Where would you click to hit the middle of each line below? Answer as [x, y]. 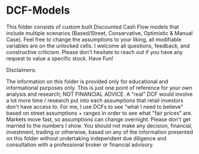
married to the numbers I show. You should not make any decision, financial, [99, 125]
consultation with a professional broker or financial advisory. [80, 144]
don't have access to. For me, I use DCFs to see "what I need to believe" [95, 106]
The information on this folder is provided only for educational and [87, 81]
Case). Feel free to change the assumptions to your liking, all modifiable [94, 39]
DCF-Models [38, 10]
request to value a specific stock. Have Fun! [60, 58]
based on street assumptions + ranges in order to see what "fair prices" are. [99, 113]
